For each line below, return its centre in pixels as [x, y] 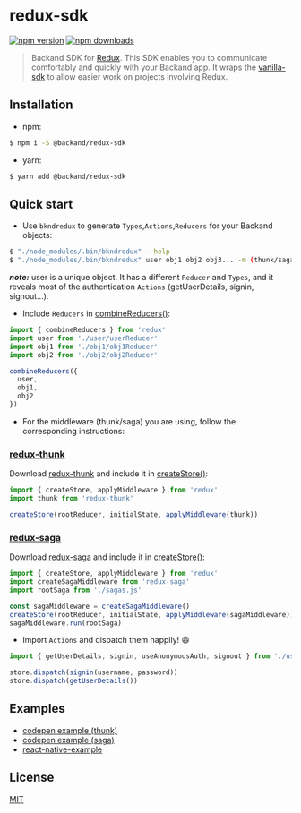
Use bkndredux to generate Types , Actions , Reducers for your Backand [147, 226]
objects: [37, 235]
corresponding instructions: [73, 431]
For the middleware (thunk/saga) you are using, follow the [129, 421]
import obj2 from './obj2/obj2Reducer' [84, 355]
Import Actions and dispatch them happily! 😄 [106, 640]
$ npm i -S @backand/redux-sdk [68, 143]
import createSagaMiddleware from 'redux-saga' [100, 582]
